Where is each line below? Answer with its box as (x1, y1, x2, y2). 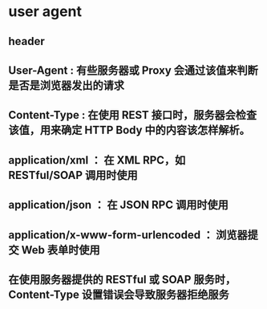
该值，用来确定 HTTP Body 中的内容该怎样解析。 (8, 124, 251, 137)
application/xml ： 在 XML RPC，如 (8, 153, 186, 167)
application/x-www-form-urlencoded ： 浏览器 (8, 228, 249, 242)
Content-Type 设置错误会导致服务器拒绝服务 (8, 287, 230, 301)
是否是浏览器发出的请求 (8, 79, 124, 92)
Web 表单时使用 (21, 243, 100, 257)
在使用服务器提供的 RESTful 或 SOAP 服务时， (8, 272, 237, 287)
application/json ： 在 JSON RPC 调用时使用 (8, 198, 229, 212)
